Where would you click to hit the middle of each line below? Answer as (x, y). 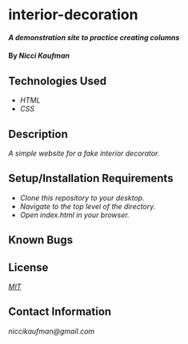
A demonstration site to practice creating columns (94, 37)
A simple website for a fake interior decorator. (84, 153)
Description (38, 134)
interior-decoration (73, 15)
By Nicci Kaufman (39, 56)
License (28, 267)
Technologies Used (57, 81)
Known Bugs (41, 240)
